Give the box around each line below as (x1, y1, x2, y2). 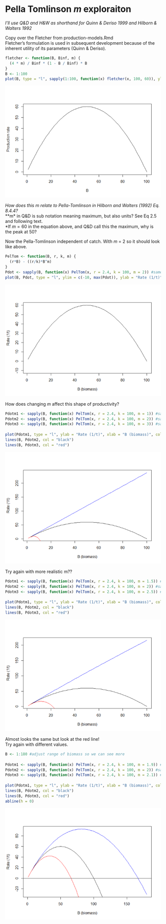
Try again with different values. (5, 741, 68, 747)
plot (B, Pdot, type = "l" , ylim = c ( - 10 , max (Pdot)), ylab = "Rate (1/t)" (5, 275, 163, 280)
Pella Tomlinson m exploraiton (5, 3, 131, 15)
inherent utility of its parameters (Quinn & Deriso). (5, 45, 106, 51)
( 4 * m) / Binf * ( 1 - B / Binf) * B (9, 61, 87, 66)
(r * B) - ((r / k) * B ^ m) (9, 259, 52, 264)
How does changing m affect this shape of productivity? (5, 401, 120, 407)
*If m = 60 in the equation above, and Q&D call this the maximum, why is (5, 223, 154, 229)
